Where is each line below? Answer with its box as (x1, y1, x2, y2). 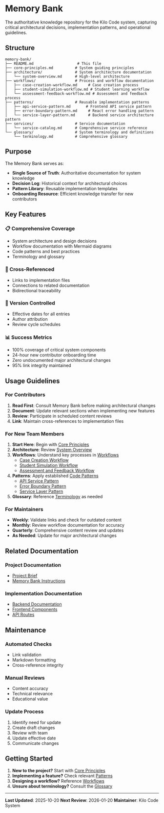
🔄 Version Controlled (5, 300, 55, 306)
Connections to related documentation (12, 282, 90, 288)
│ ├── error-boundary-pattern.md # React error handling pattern (5, 108, 154, 113)
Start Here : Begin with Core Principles (12, 442, 89, 448)
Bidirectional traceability (12, 287, 61, 293)
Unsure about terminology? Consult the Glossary (12, 783, 113, 789)
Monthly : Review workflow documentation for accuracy (12, 522, 124, 528)
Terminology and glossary (12, 254, 65, 260)
